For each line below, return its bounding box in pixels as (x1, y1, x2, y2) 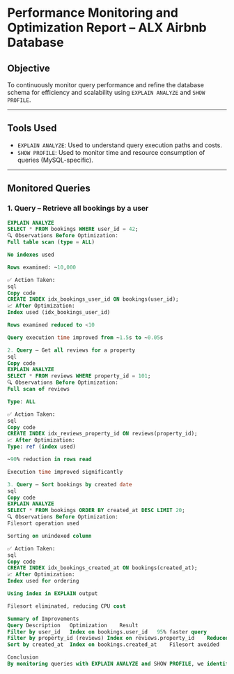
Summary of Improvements (7, 615, 79, 622)
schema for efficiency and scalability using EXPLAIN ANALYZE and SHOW (7, 89, 205, 96)
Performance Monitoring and (7, 5, 179, 21)
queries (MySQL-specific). (17, 156, 94, 164)
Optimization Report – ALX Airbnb (7, 20, 207, 36)
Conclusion (7, 654, 39, 661)
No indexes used (7, 251, 54, 258)
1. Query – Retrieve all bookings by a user (7, 204, 149, 214)
